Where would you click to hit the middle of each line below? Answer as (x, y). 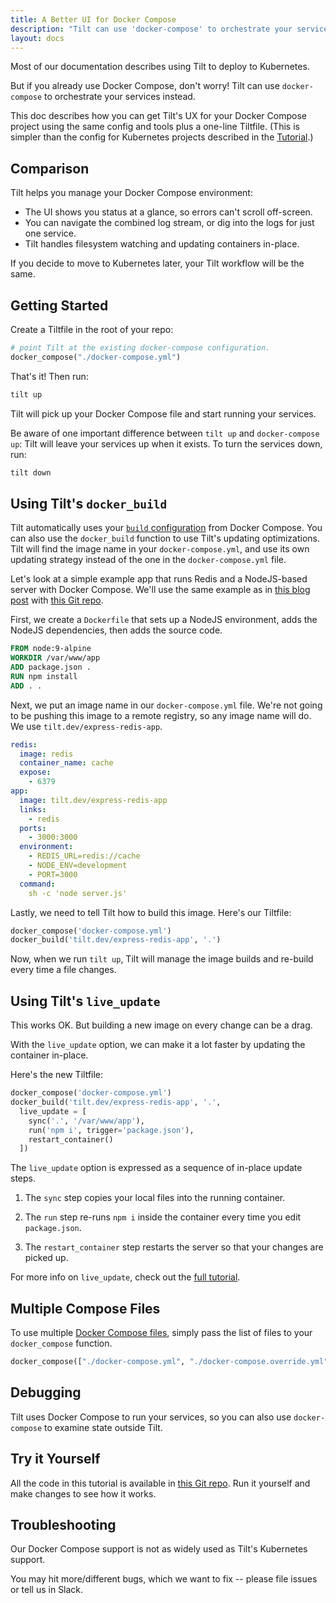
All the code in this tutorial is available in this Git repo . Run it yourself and (160, 1483)
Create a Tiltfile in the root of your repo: (92, 329)
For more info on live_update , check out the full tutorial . (125, 1277)
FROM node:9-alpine (51, 649)
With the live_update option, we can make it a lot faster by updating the (158, 1045)
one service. (50, 233)
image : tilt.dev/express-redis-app (93, 800)
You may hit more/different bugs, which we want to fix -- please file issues (164, 1579)
